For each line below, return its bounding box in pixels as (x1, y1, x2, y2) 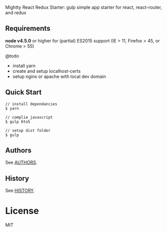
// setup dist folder (5, 128, 51, 133)
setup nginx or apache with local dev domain (12, 73, 106, 79)
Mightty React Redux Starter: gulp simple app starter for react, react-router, (5, 5, 162, 10)
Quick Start (5, 88, 42, 97)
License (5, 205, 39, 217)
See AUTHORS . (5, 159, 38, 166)
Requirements (5, 24, 50, 33)
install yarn (12, 63, 36, 69)
